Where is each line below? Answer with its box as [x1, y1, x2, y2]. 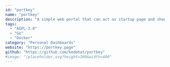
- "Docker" [10, 36, 33, 41]
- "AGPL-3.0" [10, 26, 37, 31]
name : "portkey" [5, 12, 39, 17]
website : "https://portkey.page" [5, 45, 76, 50]
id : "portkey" [5, 7, 35, 13]
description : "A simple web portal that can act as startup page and [5, 17, 155, 22]
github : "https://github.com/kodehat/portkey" [5, 49, 105, 54]
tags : [5, 21, 17, 27]
